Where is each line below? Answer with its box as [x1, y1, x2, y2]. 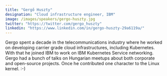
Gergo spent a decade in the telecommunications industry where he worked [5, 39, 162, 45]
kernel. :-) [5, 66, 26, 72]
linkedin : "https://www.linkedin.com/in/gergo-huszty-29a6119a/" [5, 26, 144, 31]
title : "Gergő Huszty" [5, 7, 53, 12]
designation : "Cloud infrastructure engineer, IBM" [5, 12, 115, 17]
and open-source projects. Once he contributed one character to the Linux [5, 61, 159, 67]
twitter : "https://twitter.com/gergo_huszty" [5, 21, 102, 26]
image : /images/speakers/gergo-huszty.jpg [5, 16, 95, 21]
